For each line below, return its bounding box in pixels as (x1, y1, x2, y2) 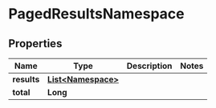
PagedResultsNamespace (8, 5, 185, 23)
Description (126, 61, 173, 71)
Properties (8, 37, 63, 50)
